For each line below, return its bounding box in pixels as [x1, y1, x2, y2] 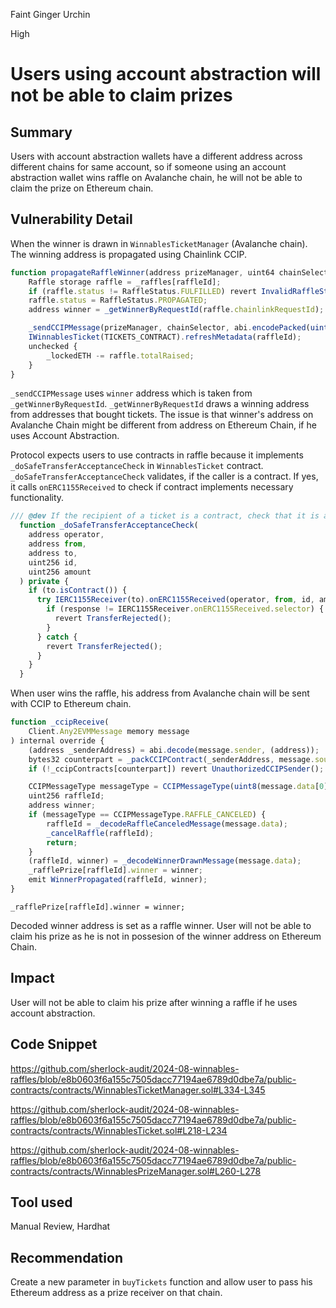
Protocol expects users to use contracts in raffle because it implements [10, 449, 304, 461]
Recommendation [10, 1249, 123, 1266]
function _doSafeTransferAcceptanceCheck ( [19, 520, 199, 531]
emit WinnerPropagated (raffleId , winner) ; [28, 875, 208, 885]
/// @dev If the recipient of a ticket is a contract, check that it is [10, 511, 320, 521]
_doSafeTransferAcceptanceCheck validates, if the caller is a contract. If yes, [10, 470, 319, 483]
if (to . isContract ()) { [28, 585, 128, 596]
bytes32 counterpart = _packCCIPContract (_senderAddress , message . [28, 754, 315, 764]
